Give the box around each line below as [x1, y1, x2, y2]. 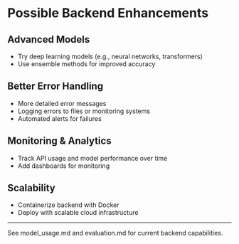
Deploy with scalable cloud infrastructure [17, 208, 139, 217]
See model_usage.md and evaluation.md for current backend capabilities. [7, 229, 223, 238]
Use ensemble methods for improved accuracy [17, 60, 156, 68]
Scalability [7, 182, 55, 194]
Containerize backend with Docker [17, 201, 119, 209]
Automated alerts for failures [17, 114, 102, 122]
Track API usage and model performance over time [17, 154, 168, 162]
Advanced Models [7, 33, 90, 46]
